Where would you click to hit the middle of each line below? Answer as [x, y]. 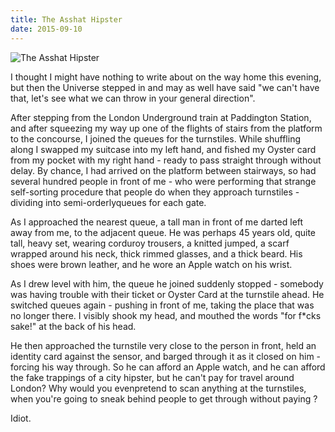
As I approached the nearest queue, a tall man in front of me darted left [157, 222]
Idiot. [21, 418]
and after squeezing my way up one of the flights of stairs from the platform [166, 128]
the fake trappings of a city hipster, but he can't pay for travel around [152, 377]
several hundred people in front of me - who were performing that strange [163, 181]
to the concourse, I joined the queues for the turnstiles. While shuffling [155, 138]
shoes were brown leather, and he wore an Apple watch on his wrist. [151, 264]
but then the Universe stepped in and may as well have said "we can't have [165, 87]
